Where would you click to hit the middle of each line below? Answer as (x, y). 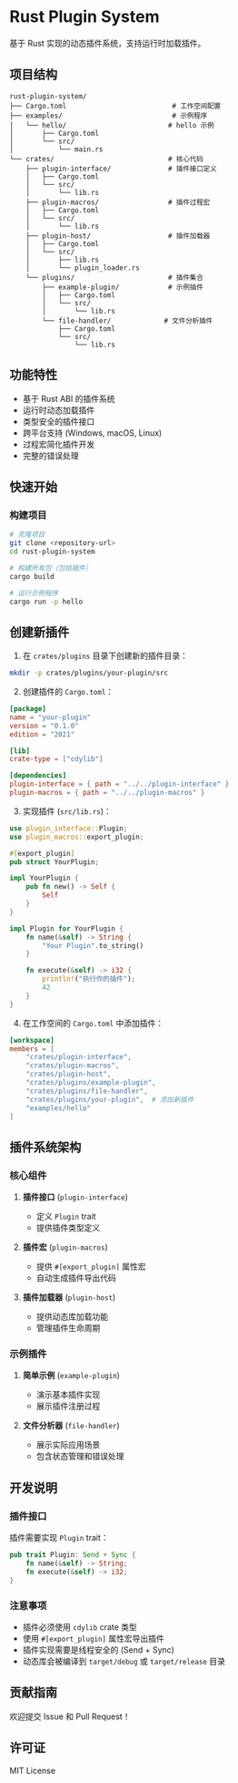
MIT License (33, 1770)
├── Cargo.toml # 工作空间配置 (115, 106)
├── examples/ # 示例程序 (109, 116)
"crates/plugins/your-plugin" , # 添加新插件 (110, 1099)
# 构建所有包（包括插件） (51, 568)
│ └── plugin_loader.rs (83, 268)
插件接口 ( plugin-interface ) (75, 1197)
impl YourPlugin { (44, 878)
